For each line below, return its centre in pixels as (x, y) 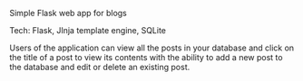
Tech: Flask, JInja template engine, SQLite (88, 30)
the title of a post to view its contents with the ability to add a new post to (146, 57)
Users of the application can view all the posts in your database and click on (152, 48)
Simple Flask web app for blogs (68, 13)
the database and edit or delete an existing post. (100, 67)
